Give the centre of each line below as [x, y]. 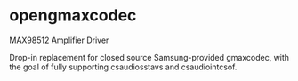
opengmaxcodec [73, 16]
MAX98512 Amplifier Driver [59, 40]
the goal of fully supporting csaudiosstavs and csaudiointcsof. [123, 67]
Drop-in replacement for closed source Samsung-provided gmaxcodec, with [149, 57]
